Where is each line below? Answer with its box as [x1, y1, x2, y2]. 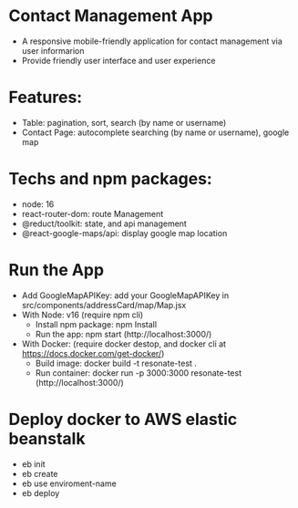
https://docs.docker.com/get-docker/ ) [21, 347, 165, 358]
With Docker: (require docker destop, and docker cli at [21, 338, 227, 349]
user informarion [21, 45, 85, 56]
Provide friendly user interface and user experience [21, 55, 216, 66]
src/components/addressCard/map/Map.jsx [21, 299, 187, 310]
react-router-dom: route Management [21, 208, 164, 219]
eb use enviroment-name [21, 478, 118, 489]
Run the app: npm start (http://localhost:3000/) [35, 328, 212, 339]
